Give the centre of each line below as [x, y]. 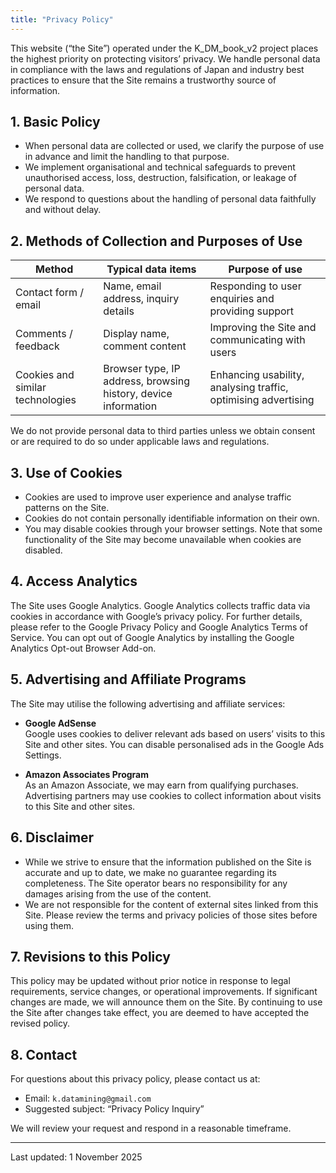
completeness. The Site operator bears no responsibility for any [156, 883]
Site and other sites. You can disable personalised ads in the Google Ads [174, 744]
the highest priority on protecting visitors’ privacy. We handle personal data [165, 58]
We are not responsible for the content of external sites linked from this [171, 904]
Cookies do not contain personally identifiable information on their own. [172, 518]
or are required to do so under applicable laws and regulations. [140, 442]
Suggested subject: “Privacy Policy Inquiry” [114, 1109]
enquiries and [242, 299]
